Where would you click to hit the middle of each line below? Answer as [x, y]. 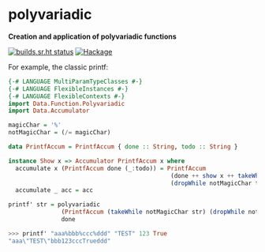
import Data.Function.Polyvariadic [67, 103]
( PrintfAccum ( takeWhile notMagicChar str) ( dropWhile [153, 212]
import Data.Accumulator [49, 111]
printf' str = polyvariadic [54, 205]
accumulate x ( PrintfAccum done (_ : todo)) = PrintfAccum [111, 168]
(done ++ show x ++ [203, 175]
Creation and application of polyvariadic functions [93, 36]
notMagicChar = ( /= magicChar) [60, 133]
